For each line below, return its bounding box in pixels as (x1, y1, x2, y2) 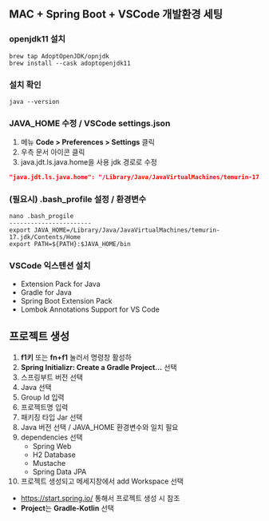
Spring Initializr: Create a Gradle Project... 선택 (20, 362, 178, 372)
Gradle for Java (20, 287, 73, 297)
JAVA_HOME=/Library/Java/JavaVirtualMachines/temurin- (34, 226, 220, 234)
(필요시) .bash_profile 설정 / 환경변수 (9, 194, 147, 205)
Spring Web (32, 441, 72, 451)
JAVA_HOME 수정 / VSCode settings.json (9, 117, 171, 129)
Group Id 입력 (20, 392, 65, 402)
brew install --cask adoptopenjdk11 (9, 59, 131, 67)
